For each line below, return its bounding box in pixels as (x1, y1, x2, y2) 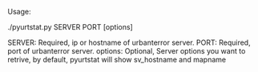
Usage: (7, 7, 31, 16)
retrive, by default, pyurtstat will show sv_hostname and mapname (7, 55, 227, 64)
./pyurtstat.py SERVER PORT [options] (7, 22, 133, 31)
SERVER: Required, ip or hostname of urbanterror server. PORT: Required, (7, 38, 251, 47)
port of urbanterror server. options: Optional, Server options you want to (7, 46, 246, 55)
